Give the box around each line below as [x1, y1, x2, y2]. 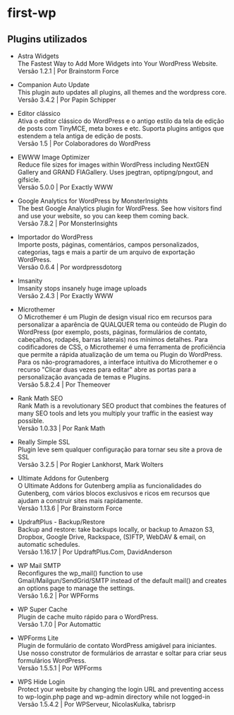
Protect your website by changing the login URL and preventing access [17, 685, 224, 693]
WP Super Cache [17, 605, 68, 613]
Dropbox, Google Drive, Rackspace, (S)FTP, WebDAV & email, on [17, 533, 206, 541]
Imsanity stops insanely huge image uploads [17, 284, 147, 292]
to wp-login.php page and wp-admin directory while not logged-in [17, 692, 211, 701]
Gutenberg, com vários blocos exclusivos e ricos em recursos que [17, 489, 210, 497]
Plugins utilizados [7, 33, 88, 45]
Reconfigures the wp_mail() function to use [17, 569, 143, 577]
